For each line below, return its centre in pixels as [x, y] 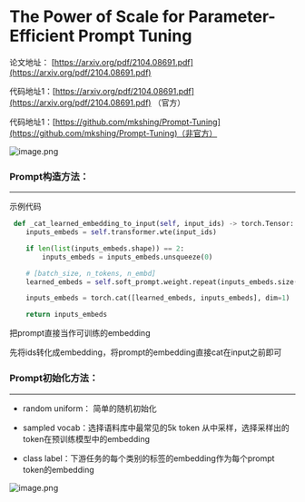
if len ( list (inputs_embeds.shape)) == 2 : [105, 248]
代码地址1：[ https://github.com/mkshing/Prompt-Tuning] [115, 122]
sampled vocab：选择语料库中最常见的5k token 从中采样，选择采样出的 [156, 428]
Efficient [42, 36]
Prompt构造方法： [49, 176]
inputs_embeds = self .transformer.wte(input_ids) [122, 232]
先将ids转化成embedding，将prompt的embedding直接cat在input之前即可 [146, 352]
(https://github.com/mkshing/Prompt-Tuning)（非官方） [113, 133]
